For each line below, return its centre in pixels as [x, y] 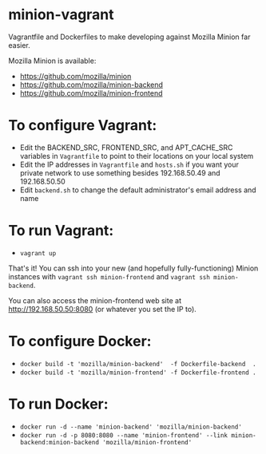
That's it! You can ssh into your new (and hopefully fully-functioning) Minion [133, 268]
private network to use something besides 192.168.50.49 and [120, 172]
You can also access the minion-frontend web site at [95, 300]
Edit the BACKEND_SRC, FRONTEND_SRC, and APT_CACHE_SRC [126, 147]
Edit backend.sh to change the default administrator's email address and [138, 190]
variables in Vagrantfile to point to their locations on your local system [137, 156]
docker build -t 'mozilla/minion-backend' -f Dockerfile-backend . [138, 364]
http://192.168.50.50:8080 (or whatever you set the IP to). [103, 309]
